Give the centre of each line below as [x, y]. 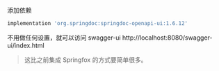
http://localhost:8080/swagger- [167, 38]
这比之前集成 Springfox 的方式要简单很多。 [86, 60]
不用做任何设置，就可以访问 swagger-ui [64, 38]
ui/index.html [26, 45]
